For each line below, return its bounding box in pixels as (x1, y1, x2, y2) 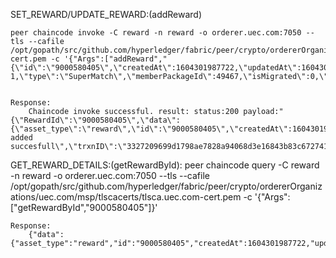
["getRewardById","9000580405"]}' (10, 202, 158, 213)
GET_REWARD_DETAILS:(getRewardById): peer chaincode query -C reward (10, 159, 320, 171)
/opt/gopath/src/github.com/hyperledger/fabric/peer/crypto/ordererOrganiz (10, 180, 323, 192)
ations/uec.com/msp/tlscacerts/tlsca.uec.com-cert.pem (10, 191, 242, 203)
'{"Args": (254, 191, 291, 203)
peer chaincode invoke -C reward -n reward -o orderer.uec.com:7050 (10, 28, 302, 38)
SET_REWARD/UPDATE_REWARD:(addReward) (10, 9, 203, 20)
